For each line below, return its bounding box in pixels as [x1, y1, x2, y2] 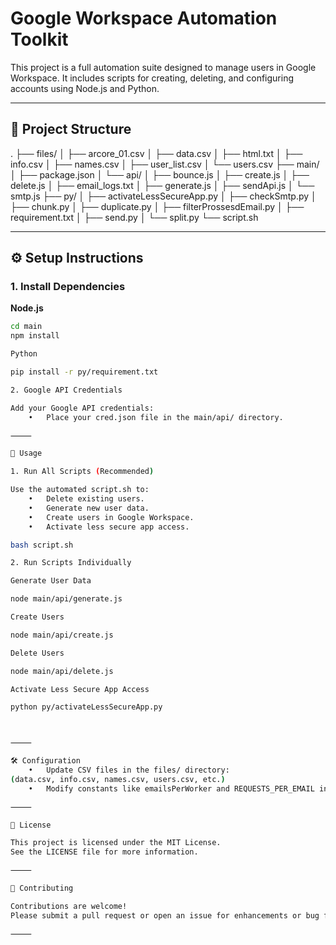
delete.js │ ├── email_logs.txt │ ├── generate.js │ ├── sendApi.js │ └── [10, 179, 315, 191]
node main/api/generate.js [10, 594, 123, 604]
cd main [10, 322, 43, 332]
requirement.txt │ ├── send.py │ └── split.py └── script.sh [10, 211, 259, 223]
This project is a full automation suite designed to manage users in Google [10, 61, 317, 73]
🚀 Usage [10, 448, 43, 459]
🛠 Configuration [10, 756, 81, 766]
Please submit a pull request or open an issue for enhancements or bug [10, 910, 320, 921]
